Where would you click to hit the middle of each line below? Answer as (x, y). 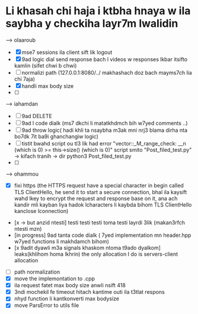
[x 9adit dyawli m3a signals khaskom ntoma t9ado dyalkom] (87, 248)
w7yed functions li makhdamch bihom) (61, 241)
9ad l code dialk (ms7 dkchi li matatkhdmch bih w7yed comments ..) (105, 123)
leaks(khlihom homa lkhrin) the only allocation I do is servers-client (96, 254)
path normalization (37, 272)
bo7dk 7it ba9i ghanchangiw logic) (56, 136)
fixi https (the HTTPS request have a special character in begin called (99, 185)
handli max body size (48, 86)
